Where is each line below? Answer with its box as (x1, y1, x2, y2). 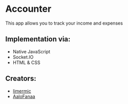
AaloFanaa (12, 93, 35, 99)
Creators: (5, 74, 37, 83)
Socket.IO (12, 54, 34, 60)
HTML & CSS (12, 59, 40, 66)
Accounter (5, 3, 52, 15)
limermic (12, 88, 32, 94)
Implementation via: (5, 35, 71, 44)
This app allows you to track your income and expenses (5, 20, 123, 26)
